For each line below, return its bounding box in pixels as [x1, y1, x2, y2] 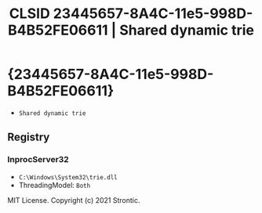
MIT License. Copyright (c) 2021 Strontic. [7, 195, 140, 204]
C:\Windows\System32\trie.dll [18, 173, 118, 181]
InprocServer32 [7, 154, 70, 165]
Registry [7, 131, 50, 144]
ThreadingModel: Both [18, 180, 91, 190]
